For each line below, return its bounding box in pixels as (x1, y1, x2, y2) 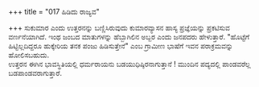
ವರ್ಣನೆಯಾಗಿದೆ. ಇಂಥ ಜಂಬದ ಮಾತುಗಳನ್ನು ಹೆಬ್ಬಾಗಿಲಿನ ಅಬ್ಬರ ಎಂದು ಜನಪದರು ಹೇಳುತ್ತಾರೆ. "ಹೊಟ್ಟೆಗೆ (8, 32, 250, 41)
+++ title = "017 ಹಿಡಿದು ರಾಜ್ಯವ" (8, 7, 100, 16)
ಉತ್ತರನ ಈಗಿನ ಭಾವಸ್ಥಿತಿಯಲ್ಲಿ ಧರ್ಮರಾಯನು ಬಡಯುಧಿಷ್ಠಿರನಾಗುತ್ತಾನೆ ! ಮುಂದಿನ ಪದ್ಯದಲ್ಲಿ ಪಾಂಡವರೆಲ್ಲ (8, 60, 251, 68)
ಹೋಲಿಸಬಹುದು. (8, 50, 50, 60)
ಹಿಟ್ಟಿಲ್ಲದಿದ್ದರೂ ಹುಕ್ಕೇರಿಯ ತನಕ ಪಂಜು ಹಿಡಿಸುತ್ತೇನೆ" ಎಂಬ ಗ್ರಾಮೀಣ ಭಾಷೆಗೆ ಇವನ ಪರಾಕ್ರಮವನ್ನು (8, 41, 233, 51)
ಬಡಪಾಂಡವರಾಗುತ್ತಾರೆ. (8, 68, 63, 77)
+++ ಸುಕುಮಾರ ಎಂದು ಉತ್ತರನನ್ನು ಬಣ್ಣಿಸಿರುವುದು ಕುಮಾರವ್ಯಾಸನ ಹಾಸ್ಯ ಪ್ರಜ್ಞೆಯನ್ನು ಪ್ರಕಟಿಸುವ (8, 23, 231, 32)
